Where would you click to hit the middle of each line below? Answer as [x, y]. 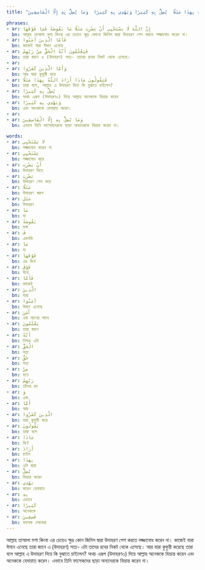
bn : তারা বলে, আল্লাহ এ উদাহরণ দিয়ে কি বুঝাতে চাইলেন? [63, 86]
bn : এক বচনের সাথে [31, 318]
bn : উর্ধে [20, 272]
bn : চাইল [21, 455]
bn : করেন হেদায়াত [28, 488]
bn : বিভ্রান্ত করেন [27, 477]
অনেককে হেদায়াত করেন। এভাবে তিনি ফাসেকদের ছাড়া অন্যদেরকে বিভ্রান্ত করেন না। [78, 560]
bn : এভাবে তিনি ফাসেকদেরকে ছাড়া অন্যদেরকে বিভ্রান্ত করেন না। [66, 125]
